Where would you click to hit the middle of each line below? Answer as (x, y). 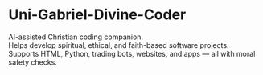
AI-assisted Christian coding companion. (76, 37)
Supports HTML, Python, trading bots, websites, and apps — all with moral (132, 53)
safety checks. (33, 62)
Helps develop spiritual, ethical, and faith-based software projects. (119, 45)
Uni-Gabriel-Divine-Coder (97, 15)
